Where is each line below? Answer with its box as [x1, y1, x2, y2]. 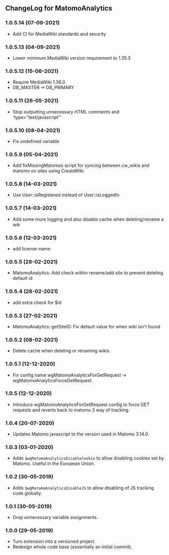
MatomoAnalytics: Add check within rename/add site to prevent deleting [12, 270, 163, 276]
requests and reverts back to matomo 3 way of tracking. [12, 406, 130, 413]
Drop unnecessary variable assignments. [12, 514, 98, 521]
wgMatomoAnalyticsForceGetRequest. [12, 377, 93, 383]
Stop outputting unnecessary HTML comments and [12, 108, 120, 115]
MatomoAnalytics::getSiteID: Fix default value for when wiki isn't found [12, 323, 160, 329]
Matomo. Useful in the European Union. [12, 461, 95, 467]
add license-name [12, 246, 51, 252]
